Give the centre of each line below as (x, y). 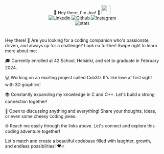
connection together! (26, 102)
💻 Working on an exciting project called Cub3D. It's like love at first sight (79, 78)
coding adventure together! (33, 131)
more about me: (21, 51)
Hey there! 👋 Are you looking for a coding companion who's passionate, (78, 40)
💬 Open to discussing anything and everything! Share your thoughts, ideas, (81, 111)
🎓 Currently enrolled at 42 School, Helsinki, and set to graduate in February (82, 61)
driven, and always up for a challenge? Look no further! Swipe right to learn (81, 46)
